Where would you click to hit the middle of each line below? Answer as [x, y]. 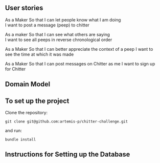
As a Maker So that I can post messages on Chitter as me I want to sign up [80, 63]
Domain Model [28, 84]
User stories [24, 8]
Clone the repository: [26, 113]
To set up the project [37, 101]
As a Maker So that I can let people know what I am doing [63, 20]
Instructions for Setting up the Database [68, 154]
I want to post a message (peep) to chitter [47, 25]
